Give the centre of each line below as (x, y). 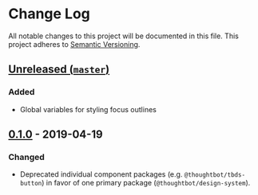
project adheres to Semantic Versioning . (74, 44)
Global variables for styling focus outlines (88, 109)
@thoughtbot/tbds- (215, 175)
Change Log (49, 14)
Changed (27, 157)
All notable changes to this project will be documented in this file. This (124, 36)
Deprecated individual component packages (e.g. (101, 174)
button (31, 184)
